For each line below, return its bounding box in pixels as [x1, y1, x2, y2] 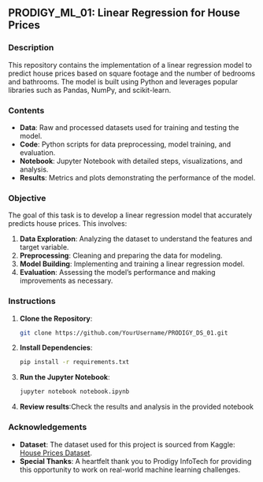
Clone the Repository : [19, 313, 93, 323]
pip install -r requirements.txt [19, 358, 130, 366]
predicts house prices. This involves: [8, 219, 128, 228]
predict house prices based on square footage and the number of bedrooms [8, 69, 256, 78]
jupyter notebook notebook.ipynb [19, 387, 130, 396]
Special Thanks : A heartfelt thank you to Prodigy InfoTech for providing [19, 456, 252, 465]
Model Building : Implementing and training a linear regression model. [19, 259, 246, 269]
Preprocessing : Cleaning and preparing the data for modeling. [19, 251, 223, 261]
